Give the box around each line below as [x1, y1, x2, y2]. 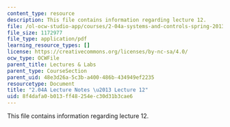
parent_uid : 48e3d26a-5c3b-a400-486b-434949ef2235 [7, 73, 155, 81]
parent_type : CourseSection [7, 67, 88, 74]
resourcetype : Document [7, 80, 75, 87]
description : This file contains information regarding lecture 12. [7, 16, 207, 23]
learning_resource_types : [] [7, 42, 90, 49]
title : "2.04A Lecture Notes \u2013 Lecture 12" [7, 86, 149, 93]
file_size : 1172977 [7, 29, 63, 36]
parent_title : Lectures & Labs [7, 61, 97, 68]
